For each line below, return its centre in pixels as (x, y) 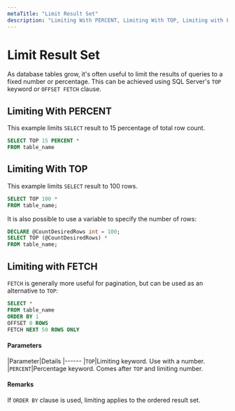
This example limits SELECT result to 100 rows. (72, 186)
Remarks (21, 384)
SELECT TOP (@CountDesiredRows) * (58, 238)
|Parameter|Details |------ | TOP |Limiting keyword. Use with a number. (106, 361)
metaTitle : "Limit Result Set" (53, 14)
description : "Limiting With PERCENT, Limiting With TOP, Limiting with (115, 20)
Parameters (24, 345)
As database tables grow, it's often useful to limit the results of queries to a (115, 74)
